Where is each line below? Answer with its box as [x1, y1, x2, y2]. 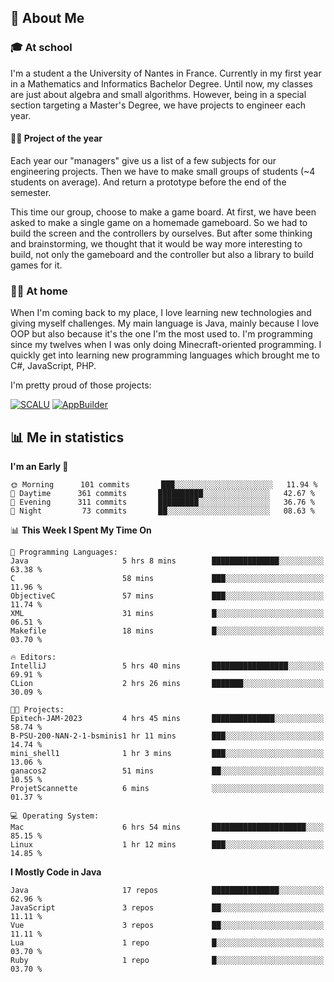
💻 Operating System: [10, 811, 100, 821]
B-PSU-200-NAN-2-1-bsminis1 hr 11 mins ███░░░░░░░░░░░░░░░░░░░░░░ [10, 731, 325, 741]
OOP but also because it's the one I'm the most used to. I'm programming [10, 328, 313, 340]
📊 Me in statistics [10, 429, 125, 446]
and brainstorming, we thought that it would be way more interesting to [10, 237, 303, 250]
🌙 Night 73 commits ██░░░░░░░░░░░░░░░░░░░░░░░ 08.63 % [10, 506, 315, 516]
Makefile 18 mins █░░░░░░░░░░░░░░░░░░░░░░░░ [10, 626, 325, 636]
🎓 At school [10, 41, 73, 55]
